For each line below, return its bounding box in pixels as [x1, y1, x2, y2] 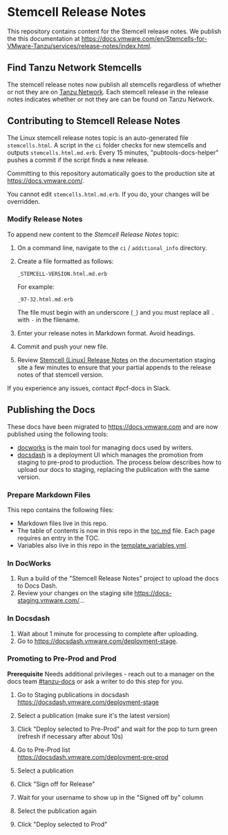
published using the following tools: [7, 430, 108, 438]
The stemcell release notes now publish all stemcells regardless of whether [7, 80, 222, 89]
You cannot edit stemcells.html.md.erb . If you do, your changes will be [7, 190, 209, 198]
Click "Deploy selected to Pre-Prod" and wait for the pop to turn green [17, 725, 218, 733]
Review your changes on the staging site [17, 589, 133, 597]
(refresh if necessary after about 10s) [17, 732, 124, 740]
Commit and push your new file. [17, 342, 108, 351]
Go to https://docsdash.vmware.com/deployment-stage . [17, 637, 178, 645]
